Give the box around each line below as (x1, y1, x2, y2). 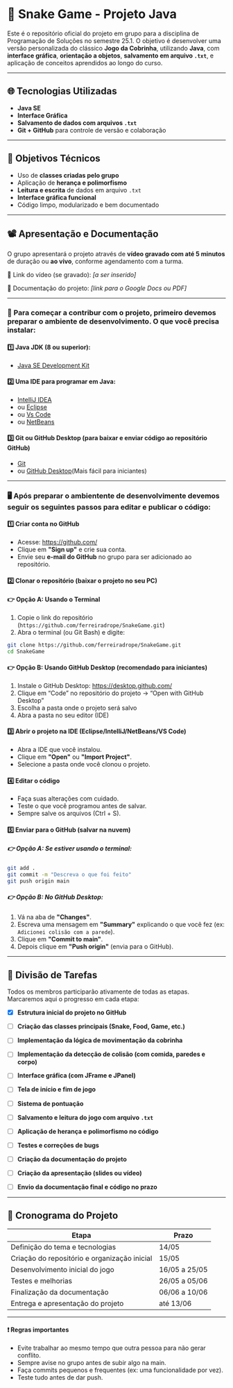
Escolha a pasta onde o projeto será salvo (17, 703, 137, 712)
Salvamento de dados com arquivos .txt (17, 118, 137, 127)
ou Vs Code (17, 410, 51, 419)
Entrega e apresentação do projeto (10, 1298, 124, 1308)
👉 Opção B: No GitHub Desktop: (7, 892, 104, 901)
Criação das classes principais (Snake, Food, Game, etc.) (17, 1022, 186, 1030)
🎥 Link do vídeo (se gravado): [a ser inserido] (7, 271, 137, 279)
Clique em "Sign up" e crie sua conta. (17, 545, 127, 554)
